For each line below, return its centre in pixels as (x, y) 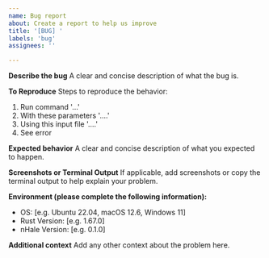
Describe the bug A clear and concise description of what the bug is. (124, 76)
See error (36, 133)
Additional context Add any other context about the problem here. (119, 245)
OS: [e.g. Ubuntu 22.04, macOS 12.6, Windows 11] (103, 212)
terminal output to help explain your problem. (83, 181)
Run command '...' (50, 107)
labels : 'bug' (32, 38)
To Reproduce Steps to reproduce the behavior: (88, 92)
